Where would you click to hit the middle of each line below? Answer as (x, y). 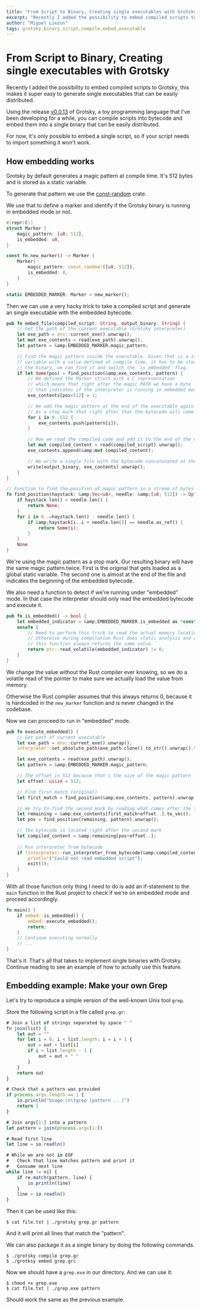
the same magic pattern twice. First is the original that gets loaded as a (94, 568)
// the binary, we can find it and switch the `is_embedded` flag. (103, 367)
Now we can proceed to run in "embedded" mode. (68, 720)
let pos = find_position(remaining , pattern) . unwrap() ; (88, 820)
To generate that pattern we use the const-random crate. (77, 194)
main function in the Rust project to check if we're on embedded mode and (98, 893)
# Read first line (29, 1139)
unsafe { (28, 627)
